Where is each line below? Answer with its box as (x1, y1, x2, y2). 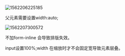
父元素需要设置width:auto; (5, 15, 58, 21)
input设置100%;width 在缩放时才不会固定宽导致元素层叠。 (5, 45, 123, 51)
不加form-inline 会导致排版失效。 (5, 35, 73, 40)
